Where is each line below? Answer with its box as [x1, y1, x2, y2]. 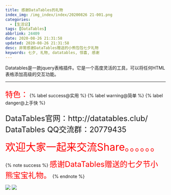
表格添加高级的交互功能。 [5, 71, 59, 77]
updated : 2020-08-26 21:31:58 [5, 41, 70, 46]
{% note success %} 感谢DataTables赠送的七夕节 [5, 159, 151, 169]
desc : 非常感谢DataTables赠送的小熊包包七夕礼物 [5, 45, 99, 50]
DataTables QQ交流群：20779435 [5, 124, 127, 134]
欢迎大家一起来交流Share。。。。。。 [5, 141, 161, 153]
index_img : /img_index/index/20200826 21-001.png [5, 12, 113, 17]
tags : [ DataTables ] [5, 26, 47, 32]
